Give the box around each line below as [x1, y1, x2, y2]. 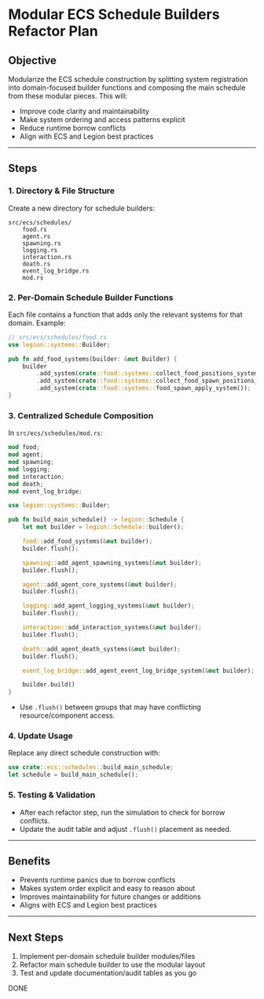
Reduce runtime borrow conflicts [19, 124, 126, 132]
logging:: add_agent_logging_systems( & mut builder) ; [22, 602, 195, 610]
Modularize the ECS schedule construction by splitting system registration [8, 75, 248, 84]
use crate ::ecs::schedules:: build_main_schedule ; [8, 763, 174, 771]
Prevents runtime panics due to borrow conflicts [19, 875, 176, 885]
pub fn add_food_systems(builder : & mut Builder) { [8, 355, 178, 363]
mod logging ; [8, 465, 51, 474]
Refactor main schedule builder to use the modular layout [19, 960, 206, 970]
